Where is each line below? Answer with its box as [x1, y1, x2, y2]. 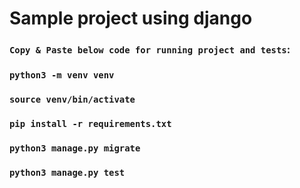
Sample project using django [9, 7, 253, 30]
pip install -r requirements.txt [9, 118, 172, 129]
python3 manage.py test [9, 167, 126, 178]
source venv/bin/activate [9, 93, 136, 105]
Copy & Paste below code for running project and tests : [9, 43, 291, 57]
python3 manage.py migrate [9, 142, 141, 154]
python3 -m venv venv [9, 70, 115, 81]
